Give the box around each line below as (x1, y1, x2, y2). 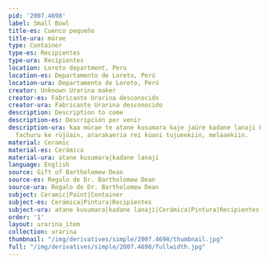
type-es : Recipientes (8, 49, 81, 57)
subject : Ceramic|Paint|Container (8, 190, 124, 199)
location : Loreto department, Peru (8, 64, 127, 72)
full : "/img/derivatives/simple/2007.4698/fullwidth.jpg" (8, 243, 206, 251)
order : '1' (8, 213, 45, 221)
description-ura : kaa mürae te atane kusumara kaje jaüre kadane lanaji (8, 123, 256, 131)
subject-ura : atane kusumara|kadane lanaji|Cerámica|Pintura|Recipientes (8, 205, 260, 213)
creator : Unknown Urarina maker (8, 86, 116, 95)
